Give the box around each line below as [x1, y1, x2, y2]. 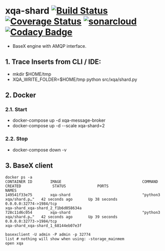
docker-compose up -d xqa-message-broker [12, 117, 106, 123]
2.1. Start [5, 106, 28, 113]
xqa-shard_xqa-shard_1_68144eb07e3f [5, 223, 82, 228]
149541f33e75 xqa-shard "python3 [5, 192, 160, 197]
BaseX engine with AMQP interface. [12, 43, 87, 49]
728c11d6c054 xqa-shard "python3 [5, 210, 160, 215]
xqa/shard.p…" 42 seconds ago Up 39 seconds [5, 214, 118, 219]
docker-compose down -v [12, 146, 67, 153]
